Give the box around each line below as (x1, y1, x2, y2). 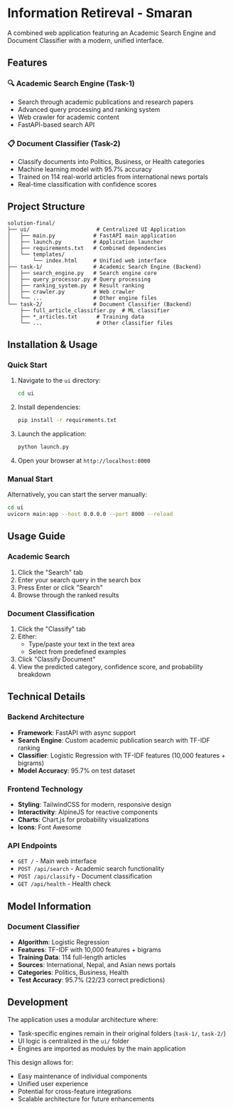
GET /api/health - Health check (17, 880, 112, 888)
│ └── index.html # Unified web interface (7, 257, 167, 264)
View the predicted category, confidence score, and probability (17, 663, 204, 671)
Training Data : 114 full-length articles (17, 953, 126, 961)
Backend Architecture (7, 712, 85, 722)
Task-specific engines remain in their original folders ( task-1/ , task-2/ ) (17, 1028, 226, 1038)
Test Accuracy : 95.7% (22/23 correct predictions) (17, 976, 166, 984)
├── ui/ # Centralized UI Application (7, 226, 186, 233)
